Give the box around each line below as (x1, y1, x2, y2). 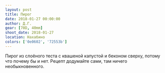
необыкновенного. (5, 63, 44, 69)
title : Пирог (5, 12, 32, 17)
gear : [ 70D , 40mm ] (5, 26, 43, 31)
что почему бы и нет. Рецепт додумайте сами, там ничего (5, 58, 128, 64)
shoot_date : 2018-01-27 (5, 30, 54, 35)
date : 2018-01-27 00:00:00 (5, 16, 61, 21)
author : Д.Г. (5, 21, 32, 26)
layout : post (5, 7, 32, 12)
